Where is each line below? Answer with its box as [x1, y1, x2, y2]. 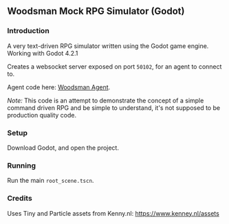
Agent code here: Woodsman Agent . [7, 82, 111, 91]
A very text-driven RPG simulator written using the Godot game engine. [7, 41, 209, 50]
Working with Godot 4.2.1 [7, 49, 78, 57]
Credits [7, 194, 32, 203]
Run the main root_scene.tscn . [7, 177, 94, 185]
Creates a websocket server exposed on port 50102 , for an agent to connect [7, 62, 222, 71]
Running [7, 161, 36, 170]
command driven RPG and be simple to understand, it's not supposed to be [7, 103, 221, 112]
